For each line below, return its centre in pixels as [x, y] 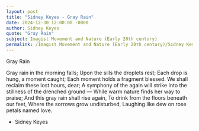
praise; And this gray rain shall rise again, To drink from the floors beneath [97, 97]
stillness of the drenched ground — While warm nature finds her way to [93, 91]
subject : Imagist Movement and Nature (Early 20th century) [82, 39]
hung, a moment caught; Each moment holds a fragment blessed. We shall [97, 79]
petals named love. [29, 110]
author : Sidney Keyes [33, 28]
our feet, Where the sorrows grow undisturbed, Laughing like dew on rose [96, 104]
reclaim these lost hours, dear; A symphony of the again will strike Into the [97, 85]
